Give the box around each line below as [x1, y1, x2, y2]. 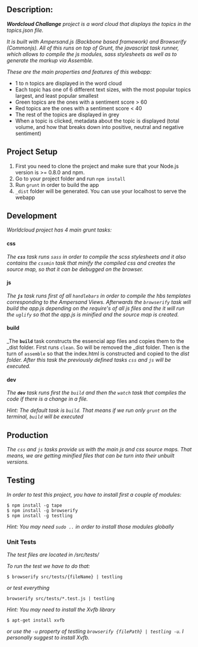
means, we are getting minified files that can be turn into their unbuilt [6, 452, 175, 459]
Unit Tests [6, 537, 37, 546]
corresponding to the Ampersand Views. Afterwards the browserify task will [6, 298, 192, 305]
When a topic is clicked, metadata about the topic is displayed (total [15, 117, 180, 124]
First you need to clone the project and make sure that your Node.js [15, 162, 179, 170]
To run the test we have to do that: [6, 563, 90, 570]
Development [6, 211, 58, 221]
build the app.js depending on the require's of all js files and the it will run [6, 305, 184, 312]
